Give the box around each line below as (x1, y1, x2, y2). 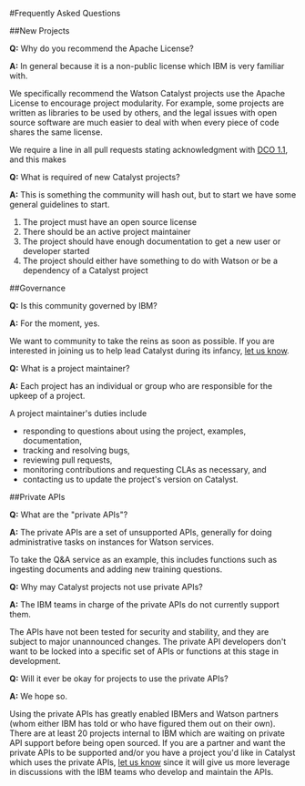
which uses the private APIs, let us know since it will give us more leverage (9, 757, 290, 768)
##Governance (9, 282, 66, 293)
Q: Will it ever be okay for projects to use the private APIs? (9, 673, 229, 684)
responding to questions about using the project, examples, (22, 425, 247, 436)
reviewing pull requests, (22, 454, 113, 465)
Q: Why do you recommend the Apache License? (9, 43, 194, 54)
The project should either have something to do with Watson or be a (22, 255, 279, 266)
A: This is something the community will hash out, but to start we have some (9, 189, 297, 199)
